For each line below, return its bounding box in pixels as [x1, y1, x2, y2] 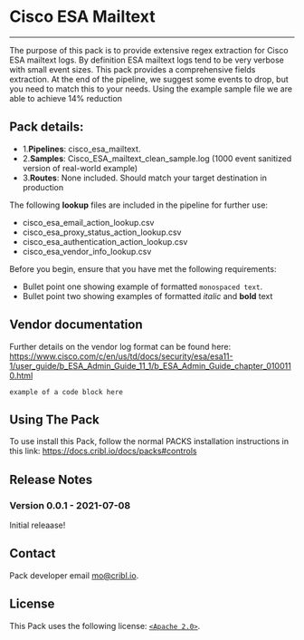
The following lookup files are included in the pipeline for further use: [9, 199, 269, 210]
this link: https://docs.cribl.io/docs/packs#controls [9, 446, 197, 457]
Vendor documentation [9, 317, 143, 333]
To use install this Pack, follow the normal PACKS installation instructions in [9, 436, 290, 447]
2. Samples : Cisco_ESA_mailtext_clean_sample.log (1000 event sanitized [22, 152, 292, 164]
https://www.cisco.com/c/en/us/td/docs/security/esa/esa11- [9, 351, 233, 362]
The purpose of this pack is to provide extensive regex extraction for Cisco [9, 44, 289, 55]
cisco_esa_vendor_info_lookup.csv [22, 246, 152, 257]
